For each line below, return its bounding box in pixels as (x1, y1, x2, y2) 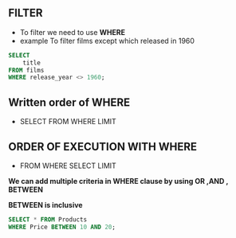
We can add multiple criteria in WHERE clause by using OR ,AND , (8, 176, 229, 185)
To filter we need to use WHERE (19, 27, 126, 37)
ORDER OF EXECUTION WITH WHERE (8, 139, 198, 154)
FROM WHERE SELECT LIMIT (19, 161, 117, 170)
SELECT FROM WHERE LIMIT (19, 117, 117, 127)
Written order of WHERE (8, 96, 131, 109)
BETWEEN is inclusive (8, 200, 83, 209)
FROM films (8, 66, 45, 74)
